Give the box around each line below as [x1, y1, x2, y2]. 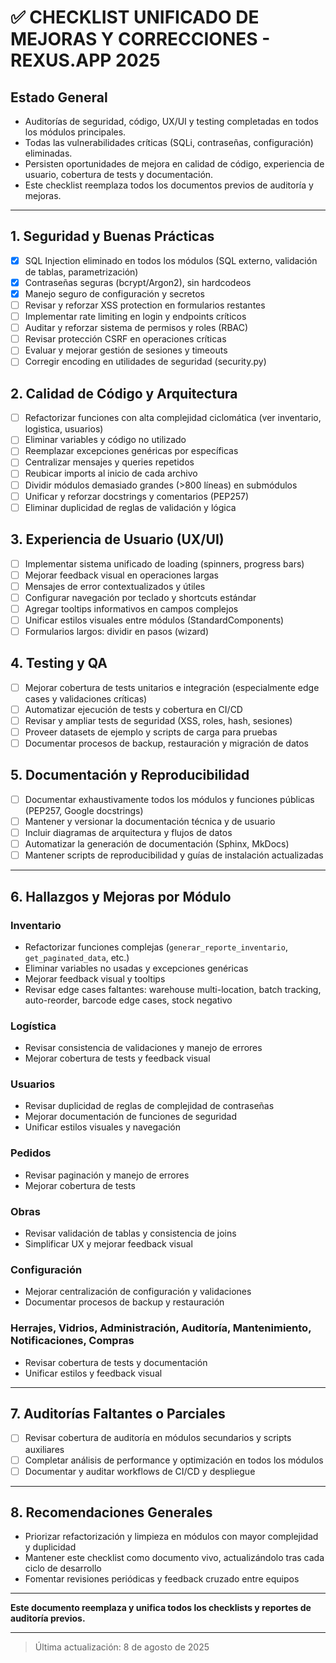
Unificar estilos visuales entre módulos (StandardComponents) [24, 614, 285, 626]
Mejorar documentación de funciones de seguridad [24, 1111, 238, 1123]
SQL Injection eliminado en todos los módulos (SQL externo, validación [24, 254, 318, 266]
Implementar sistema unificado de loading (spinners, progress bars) [24, 557, 305, 570]
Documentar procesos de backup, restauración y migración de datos [24, 737, 309, 749]
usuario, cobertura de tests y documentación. [24, 169, 214, 180]
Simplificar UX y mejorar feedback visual [24, 1238, 193, 1250]
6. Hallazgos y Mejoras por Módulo [10, 888, 232, 905]
